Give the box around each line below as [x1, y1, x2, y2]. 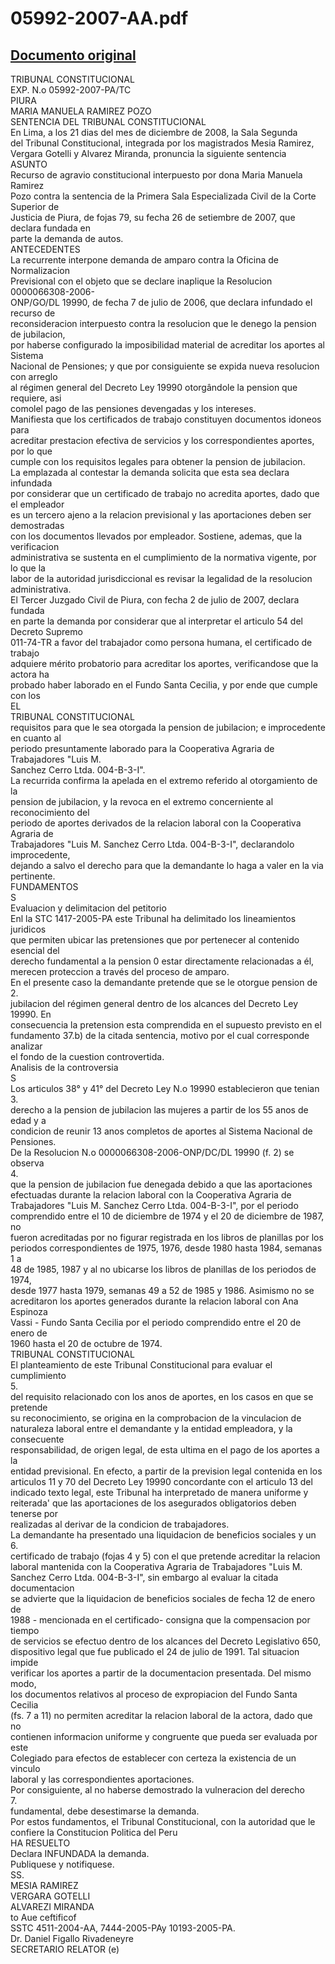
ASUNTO [10, 158, 48, 170]
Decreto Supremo [10, 626, 83, 637]
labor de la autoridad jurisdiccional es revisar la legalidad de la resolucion [10, 573, 313, 584]
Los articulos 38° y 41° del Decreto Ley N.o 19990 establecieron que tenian [10, 1083, 320, 1094]
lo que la [10, 562, 46, 574]
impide [10, 1657, 39, 1668]
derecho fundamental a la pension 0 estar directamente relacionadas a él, [10, 955, 315, 967]
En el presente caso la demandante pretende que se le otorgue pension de [10, 977, 318, 988]
